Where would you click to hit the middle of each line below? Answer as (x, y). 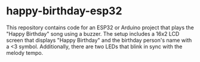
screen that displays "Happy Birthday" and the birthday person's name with (99, 40)
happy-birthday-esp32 (64, 11)
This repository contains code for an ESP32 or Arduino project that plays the (100, 27)
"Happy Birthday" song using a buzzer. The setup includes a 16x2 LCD (93, 33)
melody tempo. (25, 52)
